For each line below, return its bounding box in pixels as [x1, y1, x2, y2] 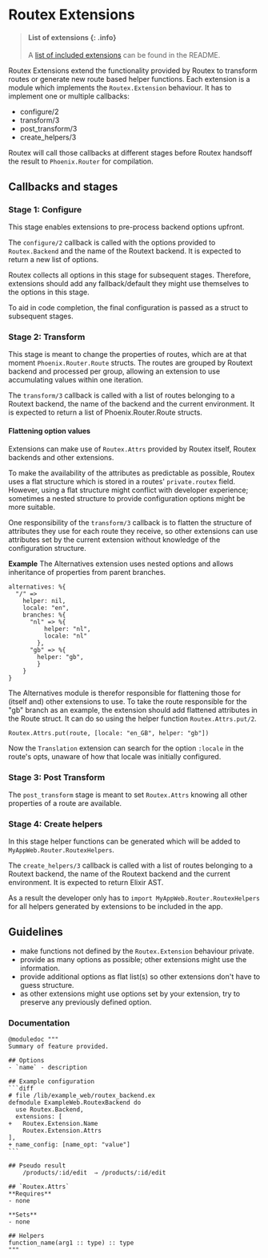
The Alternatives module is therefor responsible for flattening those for [8, 688, 242, 698]
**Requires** [8, 1190, 52, 1198]
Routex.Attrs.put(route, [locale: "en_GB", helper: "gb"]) [8, 729, 210, 737]
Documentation [8, 1017, 70, 1028]
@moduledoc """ [8, 1036, 59, 1044]
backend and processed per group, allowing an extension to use [8, 366, 221, 376]
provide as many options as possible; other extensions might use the [19, 954, 247, 964]
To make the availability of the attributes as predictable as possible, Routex [8, 467, 255, 478]
